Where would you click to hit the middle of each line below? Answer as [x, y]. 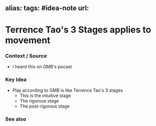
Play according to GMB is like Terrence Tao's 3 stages [68, 90]
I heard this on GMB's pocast [42, 66]
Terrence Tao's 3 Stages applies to [78, 30]
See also [16, 119]
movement [28, 40]
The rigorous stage [39, 101]
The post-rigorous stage [45, 106]
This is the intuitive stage [45, 96]
